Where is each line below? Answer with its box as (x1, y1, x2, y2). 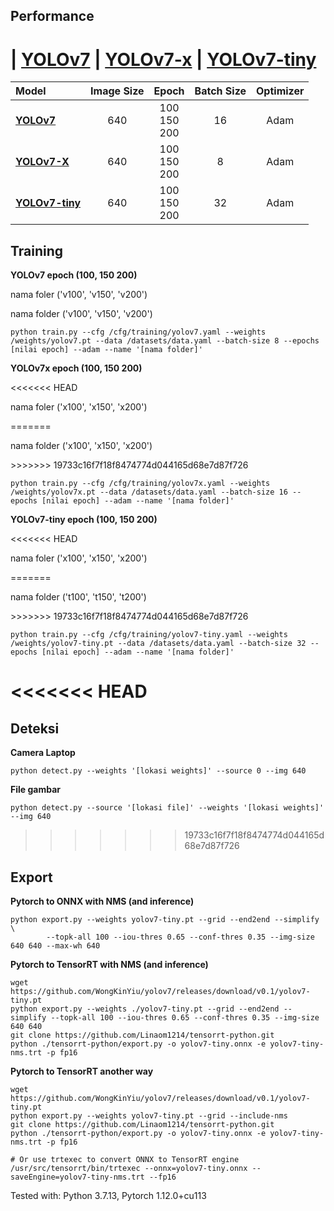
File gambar (10, 784, 62, 796)
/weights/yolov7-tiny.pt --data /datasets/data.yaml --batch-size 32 (10, 639, 307, 649)
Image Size (90, 84, 145, 98)
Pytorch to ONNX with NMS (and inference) (10, 895, 195, 907)
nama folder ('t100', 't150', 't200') (10, 591, 147, 603)
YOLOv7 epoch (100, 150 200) (10, 269, 138, 281)
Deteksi (10, 720, 60, 737)
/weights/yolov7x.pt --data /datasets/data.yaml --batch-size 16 (10, 487, 288, 498)
